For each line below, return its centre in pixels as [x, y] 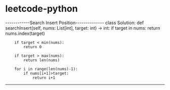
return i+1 [44, 78]
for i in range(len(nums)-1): [46, 69]
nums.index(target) [25, 33]
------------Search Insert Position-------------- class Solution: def [75, 23]
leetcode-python [41, 9]
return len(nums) [41, 60]
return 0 [33, 47]
